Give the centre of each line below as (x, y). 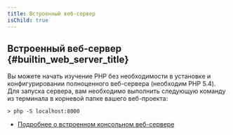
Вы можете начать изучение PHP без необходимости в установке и (109, 76)
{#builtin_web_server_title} (68, 59)
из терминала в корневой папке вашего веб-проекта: (88, 99)
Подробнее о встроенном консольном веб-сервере (96, 125)
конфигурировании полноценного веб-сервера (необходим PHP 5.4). (112, 84)
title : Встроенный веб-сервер (52, 14)
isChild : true (28, 20)
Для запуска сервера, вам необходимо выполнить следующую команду (116, 91)
